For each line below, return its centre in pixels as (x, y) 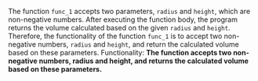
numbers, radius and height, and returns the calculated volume (144, 61)
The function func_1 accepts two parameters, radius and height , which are (129, 11)
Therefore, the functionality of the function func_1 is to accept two (115, 36)
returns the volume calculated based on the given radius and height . (119, 28)
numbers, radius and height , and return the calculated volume (138, 44)
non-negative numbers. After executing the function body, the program (123, 19)
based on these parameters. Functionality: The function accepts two (120, 53)
